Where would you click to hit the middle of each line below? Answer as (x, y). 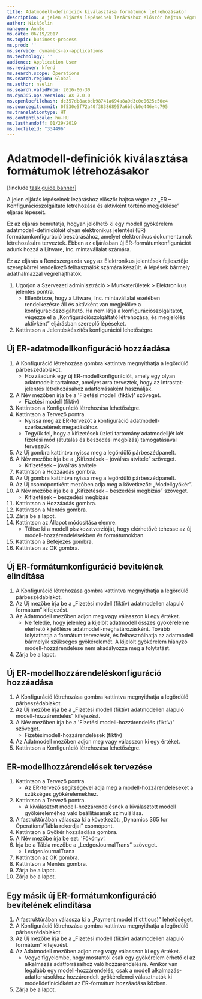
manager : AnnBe (26, 28)
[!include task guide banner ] (42, 188)
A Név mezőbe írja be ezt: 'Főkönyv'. (61, 839)
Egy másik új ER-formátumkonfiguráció (82, 896)
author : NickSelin (30, 23)
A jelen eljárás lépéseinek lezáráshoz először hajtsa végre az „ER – (89, 199)
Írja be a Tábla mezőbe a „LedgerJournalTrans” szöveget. (86, 845)
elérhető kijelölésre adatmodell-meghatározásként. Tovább (97, 629)
